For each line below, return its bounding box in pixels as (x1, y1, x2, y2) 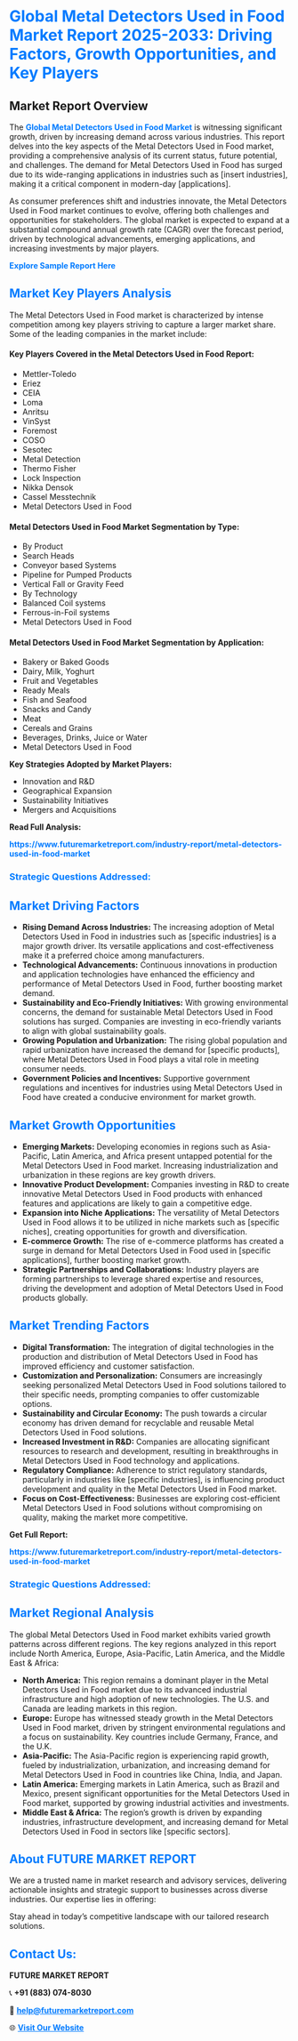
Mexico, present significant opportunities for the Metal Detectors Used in (21, 1788, 291, 1798)
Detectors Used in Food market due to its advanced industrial (21, 1683, 247, 1695)
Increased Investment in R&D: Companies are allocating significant (21, 1436, 270, 1447)
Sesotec (21, 445, 53, 455)
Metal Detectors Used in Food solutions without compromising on (21, 1502, 262, 1513)
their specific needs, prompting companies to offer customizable (21, 1389, 260, 1400)
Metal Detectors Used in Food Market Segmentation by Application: (9, 637, 264, 647)
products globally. (21, 1292, 89, 1303)
